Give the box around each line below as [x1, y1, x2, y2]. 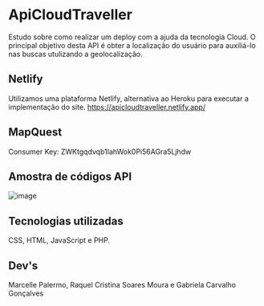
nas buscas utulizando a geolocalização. [8, 49, 143, 58]
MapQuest [8, 126, 63, 139]
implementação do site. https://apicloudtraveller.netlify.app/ [8, 102, 206, 111]
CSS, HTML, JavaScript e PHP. [8, 236, 111, 245]
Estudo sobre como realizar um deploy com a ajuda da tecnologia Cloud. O [8, 32, 256, 42]
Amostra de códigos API [8, 170, 132, 183]
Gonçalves [8, 288, 44, 298]
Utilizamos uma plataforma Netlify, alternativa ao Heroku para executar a [8, 94, 249, 103]
